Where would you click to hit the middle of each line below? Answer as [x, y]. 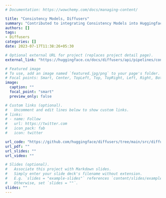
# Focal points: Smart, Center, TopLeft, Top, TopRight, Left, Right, [79, 78]
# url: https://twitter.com [36, 124]
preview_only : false [31, 96]
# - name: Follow [23, 119]
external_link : [21, 60]
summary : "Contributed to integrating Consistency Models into [72, 23]
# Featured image [23, 69]
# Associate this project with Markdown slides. [58, 169]
